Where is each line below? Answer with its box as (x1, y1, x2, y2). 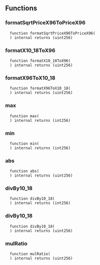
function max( (10, 113, 39, 118)
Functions (5, 4, 38, 13)
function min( (10, 141, 39, 146)
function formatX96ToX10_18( (10, 86, 71, 91)
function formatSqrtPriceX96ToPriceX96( (10, 30, 95, 36)
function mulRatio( (10, 251, 51, 257)
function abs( (10, 169, 39, 174)
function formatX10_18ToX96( (10, 58, 71, 63)
